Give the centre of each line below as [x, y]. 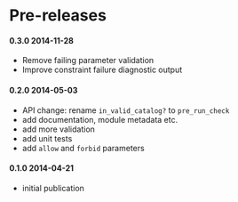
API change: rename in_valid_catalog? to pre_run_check [126, 110]
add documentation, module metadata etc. [100, 119]
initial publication [53, 188]
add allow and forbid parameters [83, 148]
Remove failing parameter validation [88, 61]
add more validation [59, 129]
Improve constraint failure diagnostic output [102, 70]
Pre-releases [58, 16]
